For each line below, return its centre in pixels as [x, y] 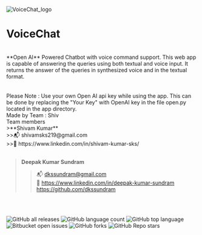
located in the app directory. [42, 109]
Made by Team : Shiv [33, 115]
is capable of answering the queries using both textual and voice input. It [97, 63]
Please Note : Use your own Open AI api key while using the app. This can [99, 96]
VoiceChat [33, 34]
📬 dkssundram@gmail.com [71, 174]
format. [15, 77]
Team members [26, 121]
